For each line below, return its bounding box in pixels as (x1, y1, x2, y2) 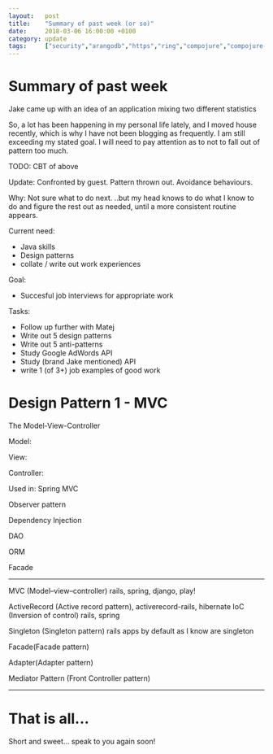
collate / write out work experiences (19, 259, 141, 269)
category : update (8, 34, 67, 43)
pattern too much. (8, 146, 69, 155)
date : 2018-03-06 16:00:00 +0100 (8, 27, 136, 35)
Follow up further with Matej (19, 322, 115, 332)
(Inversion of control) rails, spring (8, 611, 120, 620)
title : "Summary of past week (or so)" (8, 20, 154, 28)
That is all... (8, 709, 89, 728)
